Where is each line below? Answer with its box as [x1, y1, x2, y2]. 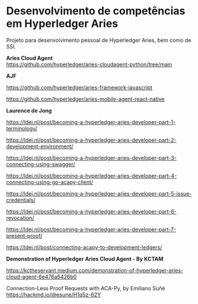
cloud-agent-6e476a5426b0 [6, 273, 77, 280]
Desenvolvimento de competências [6, 4, 185, 18]
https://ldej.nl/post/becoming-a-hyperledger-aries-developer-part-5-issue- [6, 190, 192, 197]
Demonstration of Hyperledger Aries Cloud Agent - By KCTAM [6, 255, 164, 262]
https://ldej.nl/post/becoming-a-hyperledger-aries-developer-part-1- [6, 118, 176, 126]
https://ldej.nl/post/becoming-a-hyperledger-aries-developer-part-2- [6, 136, 177, 144]
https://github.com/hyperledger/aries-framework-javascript [6, 83, 153, 91]
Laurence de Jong [6, 107, 52, 114]
